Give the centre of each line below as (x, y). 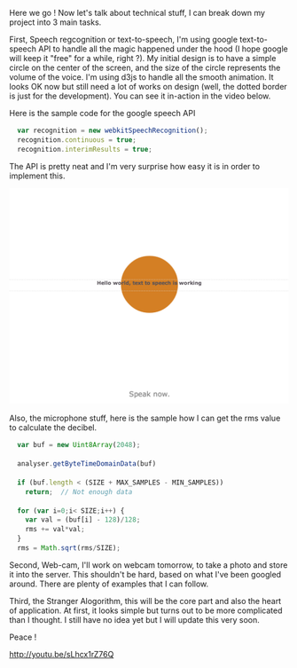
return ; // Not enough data (79, 491)
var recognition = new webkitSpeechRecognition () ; (113, 130)
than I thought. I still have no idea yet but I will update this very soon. (134, 619)
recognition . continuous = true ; (77, 140)
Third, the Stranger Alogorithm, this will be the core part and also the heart (145, 601)
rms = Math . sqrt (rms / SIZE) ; (69, 548)
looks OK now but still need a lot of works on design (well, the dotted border (148, 86)
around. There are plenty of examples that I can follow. (109, 584)
